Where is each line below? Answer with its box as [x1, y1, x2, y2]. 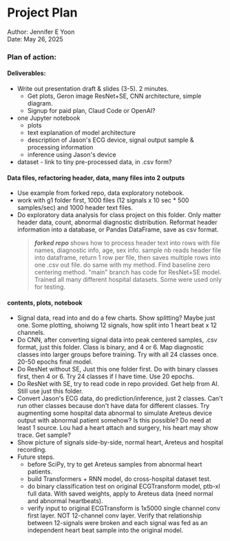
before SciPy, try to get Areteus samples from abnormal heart [27, 460, 202, 469]
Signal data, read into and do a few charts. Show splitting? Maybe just [17, 314, 216, 322]
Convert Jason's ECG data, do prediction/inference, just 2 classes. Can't [17, 394, 223, 402]
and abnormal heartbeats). [27, 497, 103, 505]
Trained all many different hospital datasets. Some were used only [34, 276, 222, 284]
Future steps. [17, 453, 55, 461]
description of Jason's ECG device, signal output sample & [27, 136, 194, 144]
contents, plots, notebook [7, 298, 83, 307]
